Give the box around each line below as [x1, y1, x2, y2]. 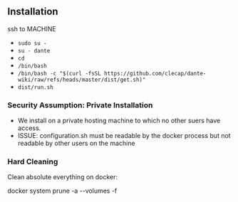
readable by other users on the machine [17, 139, 135, 148]
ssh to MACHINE [7, 24, 56, 33]
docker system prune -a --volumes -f [7, 186, 118, 195]
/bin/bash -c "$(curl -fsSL [17, 70, 101, 77]
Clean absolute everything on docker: [7, 173, 118, 181]
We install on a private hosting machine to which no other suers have [17, 117, 221, 125]
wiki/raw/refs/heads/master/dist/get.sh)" [17, 76, 146, 83]
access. [17, 124, 41, 132]
